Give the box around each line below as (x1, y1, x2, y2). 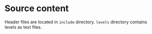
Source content (4, 3, 69, 14)
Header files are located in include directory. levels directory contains (4, 19, 148, 25)
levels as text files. (4, 24, 42, 30)
